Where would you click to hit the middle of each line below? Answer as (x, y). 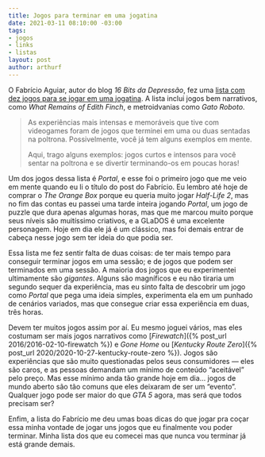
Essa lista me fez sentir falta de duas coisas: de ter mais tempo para (120, 253)
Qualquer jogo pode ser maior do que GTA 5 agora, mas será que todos (125, 395)
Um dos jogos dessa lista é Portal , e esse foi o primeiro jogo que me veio (128, 178)
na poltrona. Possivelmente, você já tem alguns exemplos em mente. (140, 139)
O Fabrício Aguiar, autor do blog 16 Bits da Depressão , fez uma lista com (127, 90)
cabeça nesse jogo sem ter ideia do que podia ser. (91, 237)
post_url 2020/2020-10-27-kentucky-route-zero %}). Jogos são (113, 352)
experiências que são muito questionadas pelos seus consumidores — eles (131, 361)
